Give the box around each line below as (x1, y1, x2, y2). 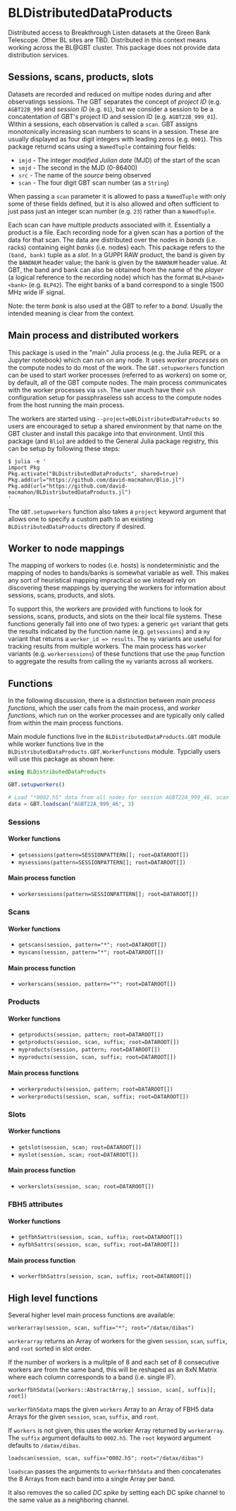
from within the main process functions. (8, 719, 124, 727)
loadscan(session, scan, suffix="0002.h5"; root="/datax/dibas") (8, 1455, 204, 1462)
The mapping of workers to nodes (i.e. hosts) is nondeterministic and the (8, 561, 220, 570)
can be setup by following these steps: (8, 444, 120, 452)
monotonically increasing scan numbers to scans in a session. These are (8, 127, 219, 135)
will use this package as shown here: (8, 755, 116, 764)
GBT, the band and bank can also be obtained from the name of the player (8, 266, 224, 274)
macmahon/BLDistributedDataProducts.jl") (8, 488, 132, 496)
